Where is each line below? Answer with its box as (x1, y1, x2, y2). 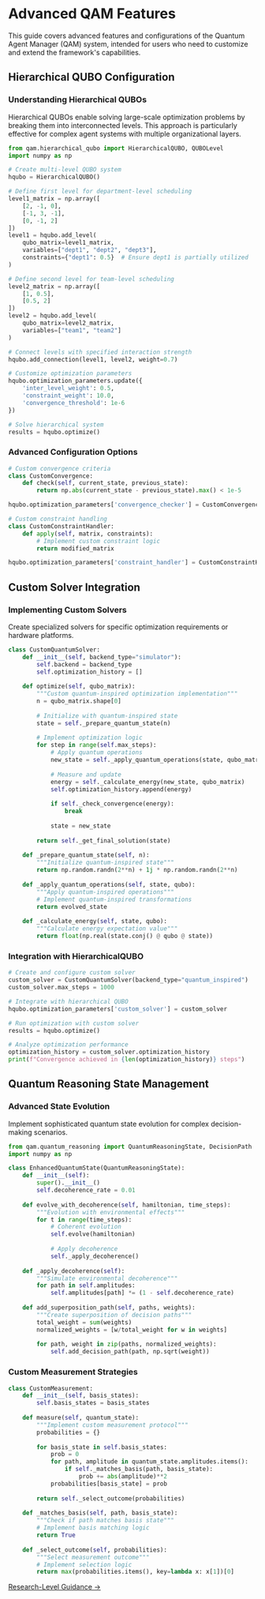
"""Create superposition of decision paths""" (36, 1311, 192, 1319)
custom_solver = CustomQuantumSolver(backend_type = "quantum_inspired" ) (8, 976, 248, 984)
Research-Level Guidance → (8, 1582, 101, 1592)
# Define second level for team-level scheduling (8, 275, 175, 283)
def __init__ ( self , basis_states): (22, 1391, 140, 1400)
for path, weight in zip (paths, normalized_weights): (36, 1340, 217, 1349)
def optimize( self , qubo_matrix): (22, 682, 136, 691)
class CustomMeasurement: (8, 1384, 93, 1392)
